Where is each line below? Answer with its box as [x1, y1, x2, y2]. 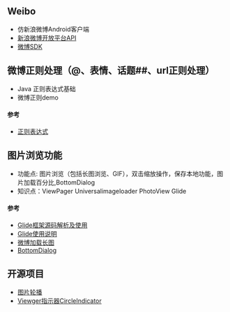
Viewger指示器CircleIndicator [17, 296, 102, 305]
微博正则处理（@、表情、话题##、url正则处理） [7, 65, 215, 77]
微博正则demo [17, 93, 59, 102]
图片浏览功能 [7, 150, 63, 162]
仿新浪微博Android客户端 [17, 24, 89, 33]
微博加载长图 [17, 238, 54, 247]
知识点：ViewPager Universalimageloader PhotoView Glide [17, 187, 187, 195]
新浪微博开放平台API [17, 33, 77, 42]
